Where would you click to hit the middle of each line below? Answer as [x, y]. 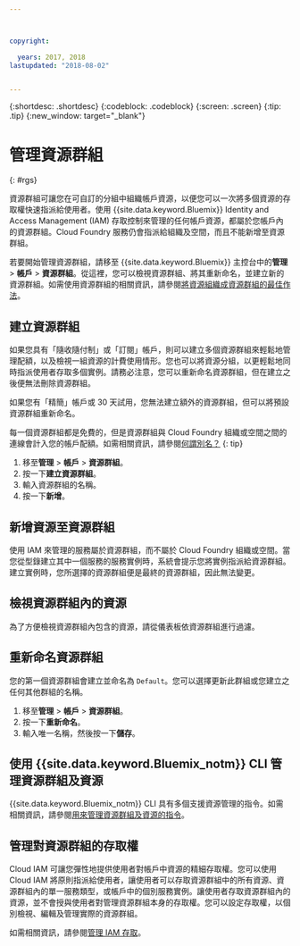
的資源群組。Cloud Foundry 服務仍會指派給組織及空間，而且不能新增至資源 [147, 232]
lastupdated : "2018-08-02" [59, 65]
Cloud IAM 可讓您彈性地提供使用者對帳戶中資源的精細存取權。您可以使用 [143, 869]
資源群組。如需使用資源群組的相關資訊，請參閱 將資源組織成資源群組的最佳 [146, 285]
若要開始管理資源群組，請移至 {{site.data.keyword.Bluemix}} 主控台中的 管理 [149, 262]
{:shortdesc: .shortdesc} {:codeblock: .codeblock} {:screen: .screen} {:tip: [145, 106]
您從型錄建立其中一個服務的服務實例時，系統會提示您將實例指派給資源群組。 [150, 561]
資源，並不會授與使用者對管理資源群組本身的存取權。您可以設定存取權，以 [146, 902]
